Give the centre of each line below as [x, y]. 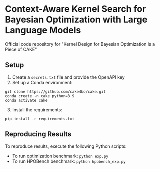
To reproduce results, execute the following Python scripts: [66, 146]
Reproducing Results [38, 134]
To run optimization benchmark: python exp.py [60, 156]
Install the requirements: [37, 109]
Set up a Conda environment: [42, 82]
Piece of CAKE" [21, 49]
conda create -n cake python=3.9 [40, 96]
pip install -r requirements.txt [40, 119]
